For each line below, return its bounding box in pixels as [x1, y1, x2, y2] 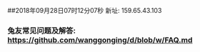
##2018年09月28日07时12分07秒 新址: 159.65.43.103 [7, 6, 162, 14]
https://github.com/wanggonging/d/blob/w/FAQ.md [7, 35, 193, 45]
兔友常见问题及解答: [7, 26, 76, 36]
